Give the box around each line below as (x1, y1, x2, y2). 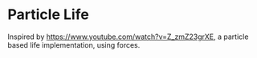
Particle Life (7, 6, 89, 24)
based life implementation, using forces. (7, 40, 141, 49)
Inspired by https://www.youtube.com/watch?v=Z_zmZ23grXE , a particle (7, 32, 249, 41)
